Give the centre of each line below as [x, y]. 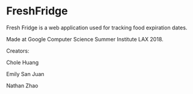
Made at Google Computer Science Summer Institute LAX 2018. [85, 39]
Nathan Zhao [22, 86]
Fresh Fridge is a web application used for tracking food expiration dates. [97, 28]
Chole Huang [23, 62]
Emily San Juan [25, 74]
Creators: [18, 51]
